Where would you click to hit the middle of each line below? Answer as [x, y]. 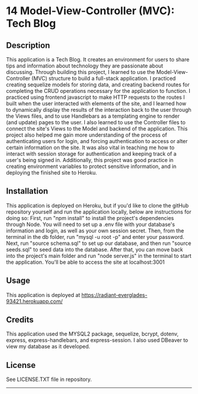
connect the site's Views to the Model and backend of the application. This [97, 129]
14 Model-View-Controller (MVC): [90, 11]
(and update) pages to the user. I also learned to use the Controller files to [96, 122]
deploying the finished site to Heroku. [52, 172]
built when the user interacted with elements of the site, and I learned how [96, 104]
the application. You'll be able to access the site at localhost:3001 [85, 262]
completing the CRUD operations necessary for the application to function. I [98, 91]
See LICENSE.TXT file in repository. [49, 379]
